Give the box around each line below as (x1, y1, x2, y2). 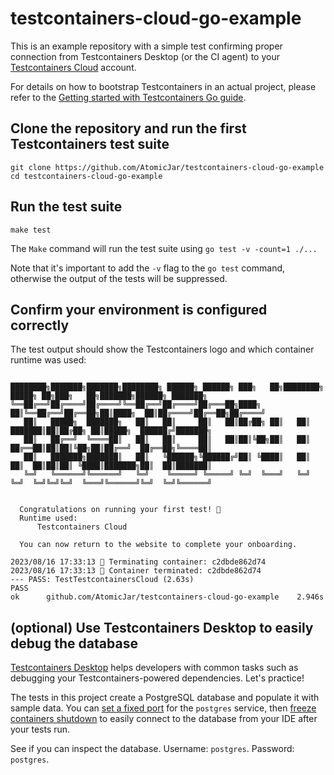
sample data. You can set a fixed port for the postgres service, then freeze (10, 702, 317, 714)
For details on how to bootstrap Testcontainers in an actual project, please (10, 80, 317, 92)
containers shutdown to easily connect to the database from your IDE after (10, 713, 318, 725)
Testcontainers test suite (10, 136, 170, 153)
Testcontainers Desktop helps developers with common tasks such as (10, 662, 299, 674)
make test (10, 225, 52, 235)
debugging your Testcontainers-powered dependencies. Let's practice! (10, 672, 305, 684)
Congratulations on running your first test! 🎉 (19, 505, 222, 515)
